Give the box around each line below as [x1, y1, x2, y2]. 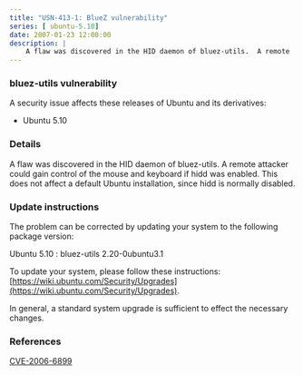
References [9, 335, 62, 348]
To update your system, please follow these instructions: [9, 266, 220, 277]
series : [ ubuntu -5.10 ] [9, 22, 100, 31]
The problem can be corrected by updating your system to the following [9, 222, 279, 232]
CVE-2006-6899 [9, 356, 73, 367]
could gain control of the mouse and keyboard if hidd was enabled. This [9, 168, 279, 179]
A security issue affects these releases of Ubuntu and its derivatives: [9, 97, 267, 109]
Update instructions [9, 201, 100, 213]
